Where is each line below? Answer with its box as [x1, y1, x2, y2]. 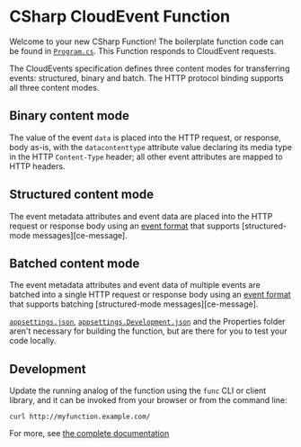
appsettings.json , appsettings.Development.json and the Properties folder [9, 317, 286, 327]
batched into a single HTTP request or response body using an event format [9, 290, 291, 300]
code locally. [9, 335, 57, 346]
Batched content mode [9, 255, 140, 271]
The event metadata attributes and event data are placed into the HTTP [9, 210, 273, 221]
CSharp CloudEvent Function [9, 6, 231, 27]
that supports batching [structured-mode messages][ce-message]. [9, 299, 259, 309]
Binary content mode [9, 108, 130, 123]
